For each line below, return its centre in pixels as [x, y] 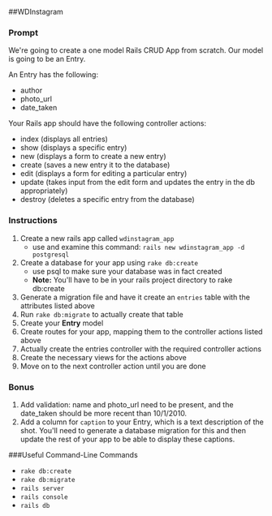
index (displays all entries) [64, 139]
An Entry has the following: [54, 75]
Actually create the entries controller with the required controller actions [141, 349]
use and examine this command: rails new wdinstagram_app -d [138, 247]
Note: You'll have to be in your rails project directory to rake [132, 280]
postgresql [51, 255]
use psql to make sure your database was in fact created [127, 271]
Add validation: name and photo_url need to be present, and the [127, 404]
